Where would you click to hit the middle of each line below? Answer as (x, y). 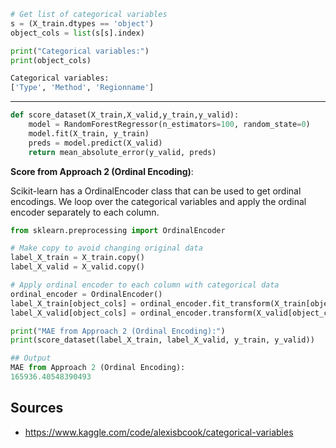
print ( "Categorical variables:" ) (80, 51)
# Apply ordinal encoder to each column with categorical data (145, 285)
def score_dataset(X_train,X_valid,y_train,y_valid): (125, 115)
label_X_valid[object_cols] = (73, 313)
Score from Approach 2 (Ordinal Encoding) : (102, 171)
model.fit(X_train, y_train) (89, 133)
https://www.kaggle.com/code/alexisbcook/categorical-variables (159, 432)
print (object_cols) (51, 60)
